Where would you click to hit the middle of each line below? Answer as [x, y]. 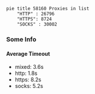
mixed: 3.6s [29, 67]
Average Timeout [28, 53]
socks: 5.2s [29, 86]
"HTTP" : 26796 [36, 14]
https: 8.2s [28, 80]
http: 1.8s [26, 73]
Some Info [22, 39]
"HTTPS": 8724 [34, 19]
